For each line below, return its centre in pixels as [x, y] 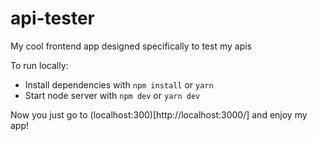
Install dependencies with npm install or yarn [119, 84]
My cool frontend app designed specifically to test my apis [131, 46]
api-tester [52, 18]
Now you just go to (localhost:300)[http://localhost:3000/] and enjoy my [159, 114]
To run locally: [39, 65]
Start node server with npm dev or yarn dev [112, 95]
